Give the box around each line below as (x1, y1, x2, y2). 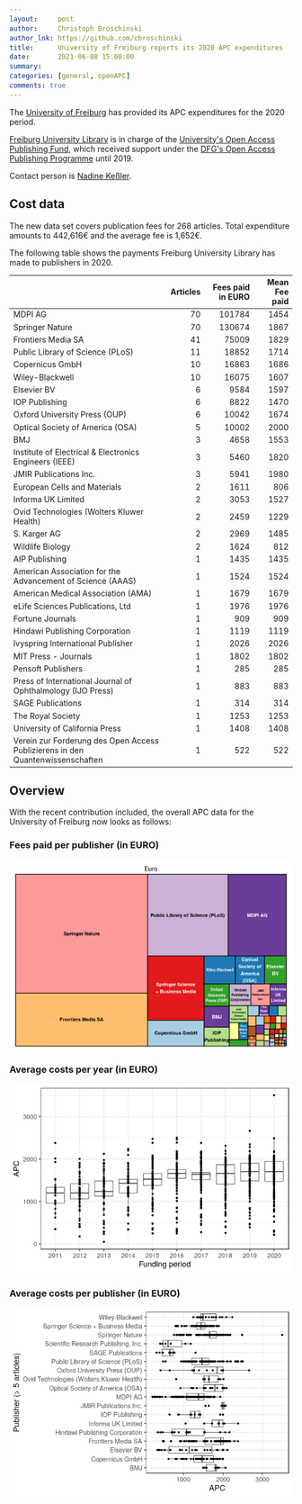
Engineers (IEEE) (13, 456, 75, 467)
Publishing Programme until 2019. (9, 153, 134, 164)
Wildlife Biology (13, 541, 71, 552)
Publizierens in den (13, 745, 84, 756)
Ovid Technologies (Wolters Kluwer (13, 507, 144, 518)
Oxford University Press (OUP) (13, 410, 128, 420)
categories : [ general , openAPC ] (9, 72, 130, 81)
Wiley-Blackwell (13, 372, 75, 383)
